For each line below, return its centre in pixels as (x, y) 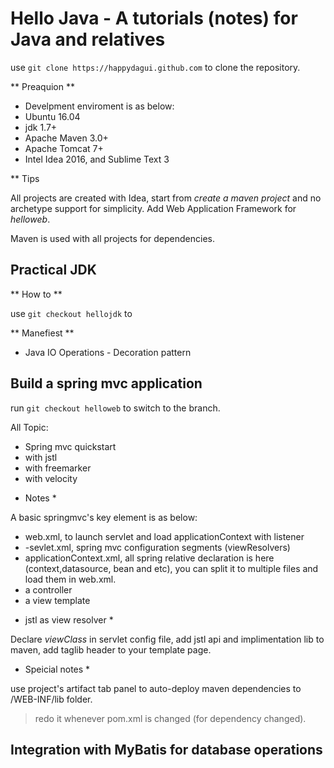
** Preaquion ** (42, 86)
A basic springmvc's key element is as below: (104, 517)
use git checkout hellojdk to (71, 313)
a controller (48, 589)
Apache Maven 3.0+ (66, 138)
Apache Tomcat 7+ (64, 148)
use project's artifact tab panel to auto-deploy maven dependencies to (156, 688)
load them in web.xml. (70, 579)
